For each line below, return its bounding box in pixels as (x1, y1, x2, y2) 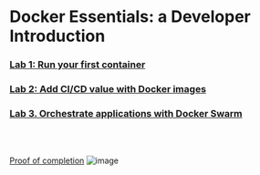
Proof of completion (9, 155, 85, 166)
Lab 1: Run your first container (9, 58, 146, 71)
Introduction (9, 26, 106, 46)
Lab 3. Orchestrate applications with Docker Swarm (9, 107, 243, 119)
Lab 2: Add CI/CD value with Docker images (9, 83, 207, 96)
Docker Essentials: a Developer (9, 6, 251, 27)
